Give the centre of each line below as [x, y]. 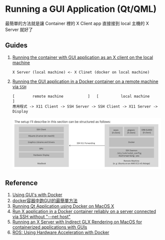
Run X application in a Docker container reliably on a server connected [84, 211]
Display [20, 111]
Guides [17, 45]
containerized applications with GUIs [50, 227]
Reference [21, 183]
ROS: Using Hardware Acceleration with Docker [61, 233]
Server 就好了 [19, 29]
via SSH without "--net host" [41, 217]
